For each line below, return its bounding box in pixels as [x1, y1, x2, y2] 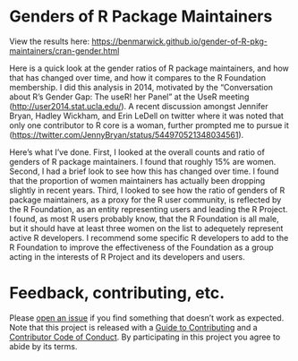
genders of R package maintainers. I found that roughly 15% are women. [9, 156, 277, 167]
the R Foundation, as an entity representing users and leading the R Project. [9, 203, 288, 214]
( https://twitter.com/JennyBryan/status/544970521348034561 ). [9, 129, 244, 140]
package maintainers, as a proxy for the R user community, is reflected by [9, 194, 282, 205]
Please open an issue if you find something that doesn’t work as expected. [9, 312, 285, 323]
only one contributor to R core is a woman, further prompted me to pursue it [9, 119, 289, 131]
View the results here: [9, 36, 90, 47]
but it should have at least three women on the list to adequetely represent [9, 222, 284, 234]
